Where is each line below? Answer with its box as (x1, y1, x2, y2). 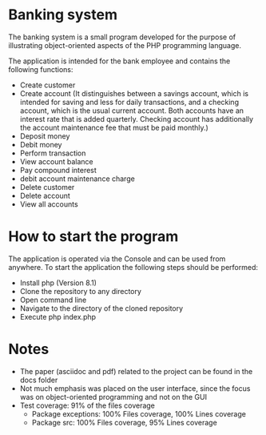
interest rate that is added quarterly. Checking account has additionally (19, 114, 254, 123)
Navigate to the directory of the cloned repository (19, 303, 184, 313)
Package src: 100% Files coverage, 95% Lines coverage (31, 417, 217, 427)
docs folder (19, 375, 58, 385)
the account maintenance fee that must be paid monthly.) (19, 123, 209, 132)
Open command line (19, 295, 87, 304)
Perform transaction (19, 148, 86, 158)
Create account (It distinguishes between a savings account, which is (19, 88, 249, 98)
